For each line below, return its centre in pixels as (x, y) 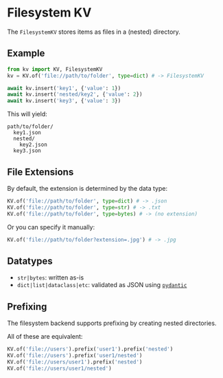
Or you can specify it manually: (51, 227)
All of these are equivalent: (45, 337)
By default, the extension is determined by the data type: (87, 188)
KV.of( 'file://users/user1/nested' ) (59, 368)
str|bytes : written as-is (50, 277)
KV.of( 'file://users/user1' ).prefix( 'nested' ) (75, 362)
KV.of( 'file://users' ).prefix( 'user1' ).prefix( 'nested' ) (90, 349)
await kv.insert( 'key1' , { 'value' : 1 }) (64, 88)
